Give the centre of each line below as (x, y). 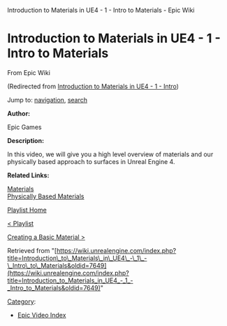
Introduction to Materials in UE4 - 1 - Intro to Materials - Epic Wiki (101, 10)
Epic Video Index (42, 315)
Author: (19, 113)
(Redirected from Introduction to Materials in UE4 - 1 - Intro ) (93, 86)
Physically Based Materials (46, 196)
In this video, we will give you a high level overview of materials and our (110, 154)
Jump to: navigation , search (47, 100)
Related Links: (28, 175)
